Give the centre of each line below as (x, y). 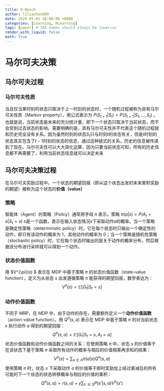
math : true (16, 37)
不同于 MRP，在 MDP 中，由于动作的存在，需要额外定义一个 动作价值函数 (79, 313)
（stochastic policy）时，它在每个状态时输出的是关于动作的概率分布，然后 (80, 240)
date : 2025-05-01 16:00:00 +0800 (39, 19)
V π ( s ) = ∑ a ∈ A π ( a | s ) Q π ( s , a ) (82, 359)
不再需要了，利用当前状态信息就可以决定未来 (58, 153)
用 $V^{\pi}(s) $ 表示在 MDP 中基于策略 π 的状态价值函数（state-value (75, 272)
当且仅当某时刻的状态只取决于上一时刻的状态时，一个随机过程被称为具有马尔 (82, 109)
